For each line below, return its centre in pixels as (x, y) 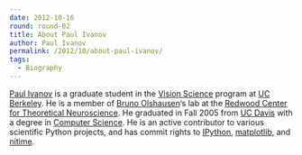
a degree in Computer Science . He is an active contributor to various (137, 122)
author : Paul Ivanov (48, 43)
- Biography (40, 68)
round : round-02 (40, 26)
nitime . (22, 141)
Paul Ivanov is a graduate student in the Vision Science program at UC (140, 93)
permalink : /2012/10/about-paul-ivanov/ (87, 51)
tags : (19, 59)
